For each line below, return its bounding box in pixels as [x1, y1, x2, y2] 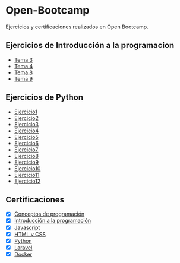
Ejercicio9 [14, 159, 39, 166]
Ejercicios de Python [5, 93, 84, 103]
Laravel [14, 244, 33, 251]
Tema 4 [14, 62, 33, 69]
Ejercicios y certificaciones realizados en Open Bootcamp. [5, 23, 149, 30]
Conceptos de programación [14, 210, 85, 217]
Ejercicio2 [14, 114, 39, 122]
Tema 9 [14, 75, 33, 82]
